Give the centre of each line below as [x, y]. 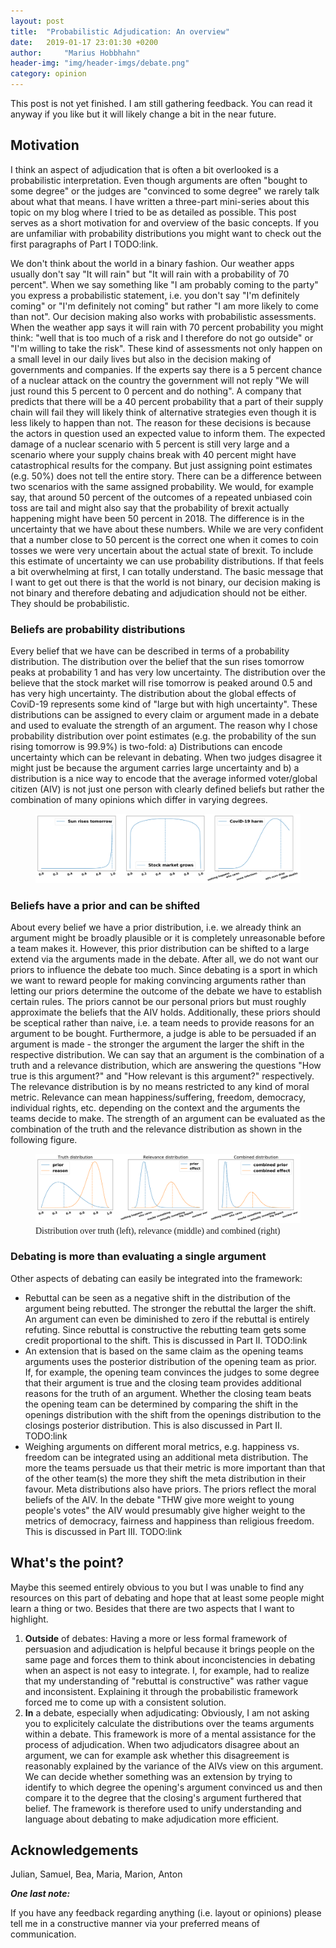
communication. [43, 1934]
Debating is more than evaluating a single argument [138, 1257]
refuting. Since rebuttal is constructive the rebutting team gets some [165, 1329]
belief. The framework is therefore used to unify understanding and [163, 1808]
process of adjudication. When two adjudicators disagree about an [162, 1744]
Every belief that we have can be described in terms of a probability [150, 651]
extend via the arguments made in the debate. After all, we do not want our [164, 959]
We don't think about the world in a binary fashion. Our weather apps [152, 263]
